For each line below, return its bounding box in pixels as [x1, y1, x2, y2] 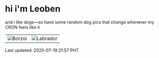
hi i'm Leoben [5, 3, 61, 14]
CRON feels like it [5, 24, 40, 30]
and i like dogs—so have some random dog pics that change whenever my [5, 19, 154, 25]
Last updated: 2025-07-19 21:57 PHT [5, 47, 79, 53]
